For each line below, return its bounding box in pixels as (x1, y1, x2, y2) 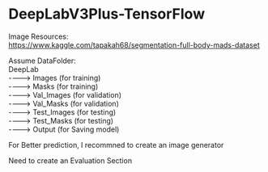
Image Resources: (8, 31, 69, 41)
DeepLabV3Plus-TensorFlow (8, 5, 205, 23)
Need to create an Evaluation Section (8, 155, 132, 166)
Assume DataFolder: (8, 56, 77, 65)
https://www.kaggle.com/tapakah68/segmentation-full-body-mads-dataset (8, 40, 261, 49)
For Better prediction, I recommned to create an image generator (8, 140, 224, 149)
